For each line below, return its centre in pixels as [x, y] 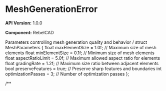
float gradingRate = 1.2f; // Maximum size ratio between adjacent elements [82, 63]
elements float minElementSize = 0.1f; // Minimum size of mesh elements [80, 53]
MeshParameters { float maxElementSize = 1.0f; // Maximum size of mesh [81, 47]
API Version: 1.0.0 [24, 23]
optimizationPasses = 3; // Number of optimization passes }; [67, 74]
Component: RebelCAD [29, 32]
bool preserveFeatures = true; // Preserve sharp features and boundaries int [83, 69]
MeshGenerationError [51, 9]
